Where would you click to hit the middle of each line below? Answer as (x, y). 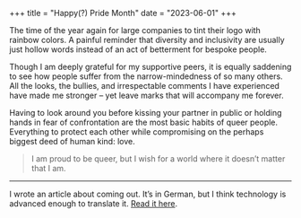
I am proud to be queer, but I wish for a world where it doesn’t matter (158, 159)
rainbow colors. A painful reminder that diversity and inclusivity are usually (147, 40)
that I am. (48, 168)
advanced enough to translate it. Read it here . (93, 204)
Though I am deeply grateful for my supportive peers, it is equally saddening (150, 67)
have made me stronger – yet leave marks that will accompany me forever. (146, 95)
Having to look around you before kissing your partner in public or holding (146, 113)
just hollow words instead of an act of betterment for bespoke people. (138, 49)
